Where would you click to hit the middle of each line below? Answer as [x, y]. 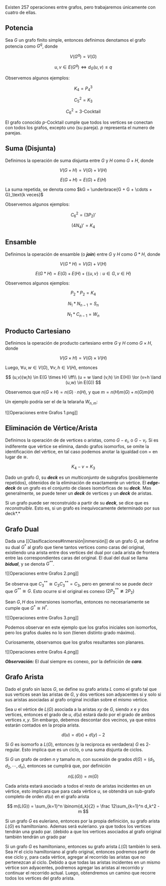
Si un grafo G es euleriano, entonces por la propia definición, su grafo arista [83, 821]
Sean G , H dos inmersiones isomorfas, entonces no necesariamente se [77, 602]
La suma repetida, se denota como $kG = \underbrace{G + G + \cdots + [79, 189]
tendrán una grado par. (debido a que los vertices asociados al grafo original [83, 832]
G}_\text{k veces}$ [24, 194]
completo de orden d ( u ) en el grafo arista [47, 797]
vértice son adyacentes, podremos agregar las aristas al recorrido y [74, 868]
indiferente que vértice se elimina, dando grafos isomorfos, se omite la [77, 446]
